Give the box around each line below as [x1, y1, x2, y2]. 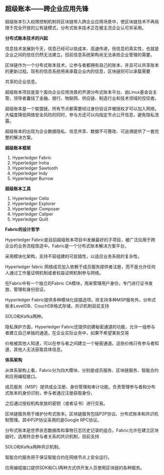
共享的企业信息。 [5, 78, 40, 84]
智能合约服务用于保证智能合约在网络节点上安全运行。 [5, 454, 112, 460]
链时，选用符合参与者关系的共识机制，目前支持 [5, 433, 99, 439]
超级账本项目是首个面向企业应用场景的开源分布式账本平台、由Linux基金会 [5, 89, 153, 95]
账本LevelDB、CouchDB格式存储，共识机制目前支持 [5, 303, 109, 309]
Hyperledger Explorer [12, 200, 56, 206]
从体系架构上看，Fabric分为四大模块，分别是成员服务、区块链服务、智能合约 [5, 367, 159, 373]
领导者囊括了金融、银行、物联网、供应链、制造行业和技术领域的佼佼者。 [13, 95, 159, 101]
